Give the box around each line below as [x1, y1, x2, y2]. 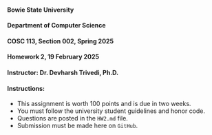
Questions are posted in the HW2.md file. [17, 114, 129, 123]
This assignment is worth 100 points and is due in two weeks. [17, 100, 191, 108]
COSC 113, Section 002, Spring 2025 [7, 37, 114, 45]
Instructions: [7, 84, 45, 92]
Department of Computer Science [7, 21, 106, 30]
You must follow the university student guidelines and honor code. [17, 107, 205, 115]
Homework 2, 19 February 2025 [7, 52, 100, 61]
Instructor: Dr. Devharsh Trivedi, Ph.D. [7, 68, 119, 76]
